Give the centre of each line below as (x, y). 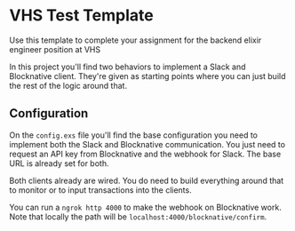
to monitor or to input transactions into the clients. (101, 190)
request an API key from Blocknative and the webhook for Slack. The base (145, 154)
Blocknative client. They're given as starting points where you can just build (147, 76)
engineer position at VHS (55, 49)
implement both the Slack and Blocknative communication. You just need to (147, 144)
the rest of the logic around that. (68, 85)
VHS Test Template (81, 16)
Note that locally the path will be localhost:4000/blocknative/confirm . (138, 216)
